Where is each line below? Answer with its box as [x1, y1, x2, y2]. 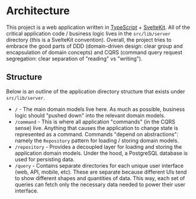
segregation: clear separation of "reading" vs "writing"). [6, 55, 143, 62]
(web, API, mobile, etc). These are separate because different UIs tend [14, 168, 187, 175]
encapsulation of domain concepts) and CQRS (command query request [6, 48, 182, 56]
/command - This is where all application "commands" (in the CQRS [14, 118, 176, 125]
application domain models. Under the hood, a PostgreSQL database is [14, 149, 188, 156]
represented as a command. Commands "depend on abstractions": [14, 131, 179, 138]
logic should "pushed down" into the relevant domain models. [14, 112, 166, 119]
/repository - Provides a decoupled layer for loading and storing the [14, 143, 182, 150]
